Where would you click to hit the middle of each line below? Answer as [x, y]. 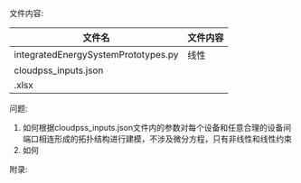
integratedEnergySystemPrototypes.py [96, 55]
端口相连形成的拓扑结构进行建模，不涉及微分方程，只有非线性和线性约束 [157, 139]
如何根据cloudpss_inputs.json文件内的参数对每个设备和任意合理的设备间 [157, 128]
